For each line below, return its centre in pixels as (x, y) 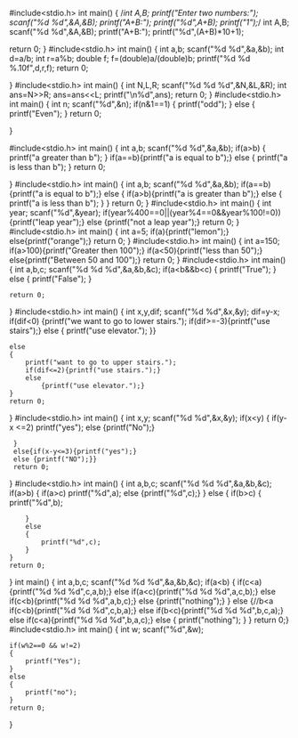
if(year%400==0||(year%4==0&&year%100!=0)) (192, 212)
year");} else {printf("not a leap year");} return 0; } (148, 222)
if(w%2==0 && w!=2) (45, 645)
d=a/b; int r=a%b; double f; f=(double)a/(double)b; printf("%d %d (130, 58)
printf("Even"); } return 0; (56, 114)
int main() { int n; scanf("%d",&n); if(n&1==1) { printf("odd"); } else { (132, 104)
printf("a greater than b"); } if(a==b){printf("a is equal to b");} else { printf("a (149, 158)
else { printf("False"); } (50, 279)
